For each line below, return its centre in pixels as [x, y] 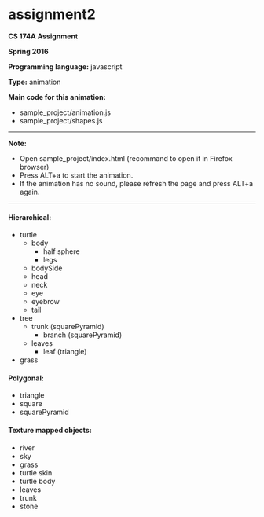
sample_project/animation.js [65, 112]
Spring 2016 [28, 51]
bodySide [47, 268]
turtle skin [36, 472]
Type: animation [35, 82]
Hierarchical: [30, 217]
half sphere [61, 251]
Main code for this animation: [57, 97]
